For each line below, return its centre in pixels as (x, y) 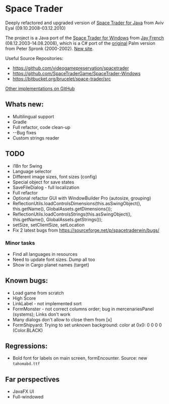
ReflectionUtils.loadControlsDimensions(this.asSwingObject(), (77, 203)
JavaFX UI (23, 391)
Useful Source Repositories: (34, 58)
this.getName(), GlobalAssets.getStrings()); (57, 219)
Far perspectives (32, 379)
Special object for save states (43, 182)
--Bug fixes (24, 132)
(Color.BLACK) (27, 330)
